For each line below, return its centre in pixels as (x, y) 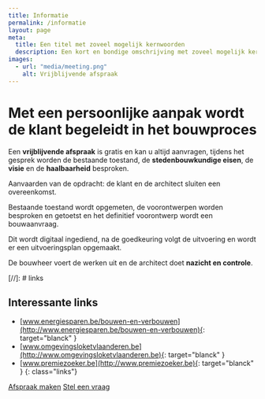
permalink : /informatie (47, 23)
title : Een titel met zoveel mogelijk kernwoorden (100, 45)
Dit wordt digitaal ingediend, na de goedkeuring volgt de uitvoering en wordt (132, 239)
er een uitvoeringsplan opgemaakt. (65, 247)
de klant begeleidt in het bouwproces (132, 129)
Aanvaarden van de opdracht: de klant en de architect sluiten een (114, 183)
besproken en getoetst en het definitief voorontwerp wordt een (110, 215)
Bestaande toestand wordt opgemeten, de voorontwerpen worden (116, 207)
